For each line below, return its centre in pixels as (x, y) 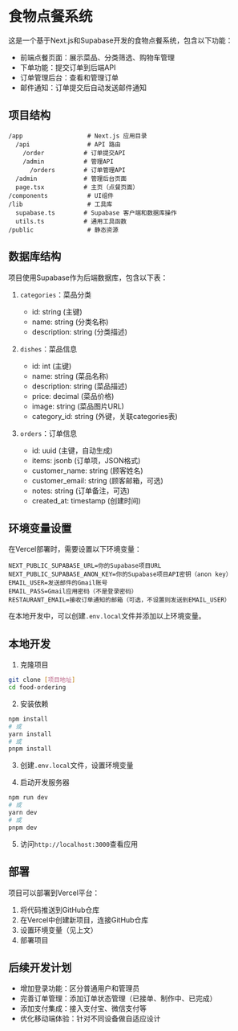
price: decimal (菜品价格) (73, 396)
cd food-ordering (37, 688)
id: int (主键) (52, 366)
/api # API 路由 (69, 144)
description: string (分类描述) (80, 331)
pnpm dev (23, 828)
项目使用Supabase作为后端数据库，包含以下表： (88, 277)
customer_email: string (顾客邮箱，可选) (97, 480)
